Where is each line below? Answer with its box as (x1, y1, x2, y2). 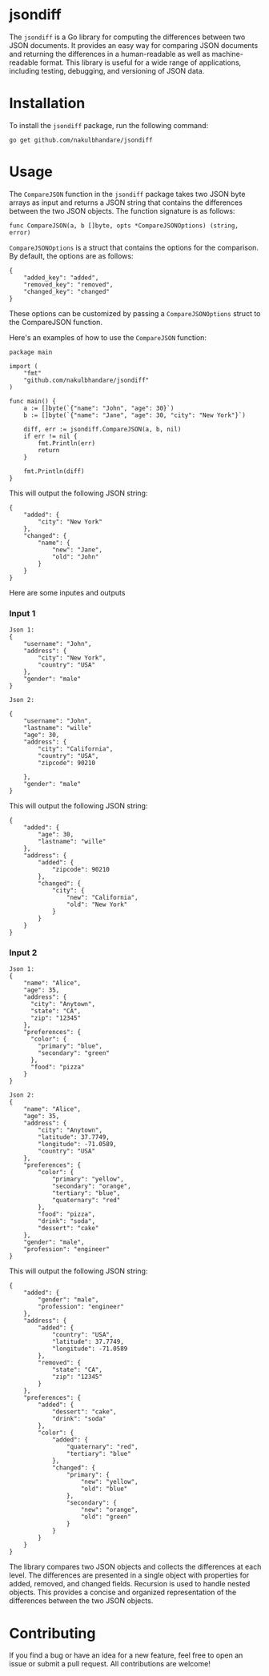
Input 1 (9, 607, 36, 619)
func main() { (9, 397, 57, 405)
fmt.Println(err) (38, 439, 95, 447)
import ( (9, 362, 38, 370)
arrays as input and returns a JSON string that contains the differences (9, 198, 243, 207)
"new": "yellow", (80, 1478, 139, 1486)
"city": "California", (38, 745, 114, 753)
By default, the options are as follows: (9, 251, 134, 261)
